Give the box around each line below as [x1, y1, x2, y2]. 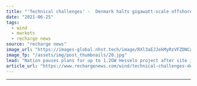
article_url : [6, 63, 38, 69]
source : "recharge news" [6, 42, 67, 47]
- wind [11, 25, 28, 31]
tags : [6, 19, 19, 25]
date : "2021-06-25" [6, 14, 54, 20]
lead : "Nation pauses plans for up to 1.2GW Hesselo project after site [6, 57, 188, 63]
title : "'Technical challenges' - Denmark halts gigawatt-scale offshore [6, 8, 193, 15]
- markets [11, 30, 35, 36]
